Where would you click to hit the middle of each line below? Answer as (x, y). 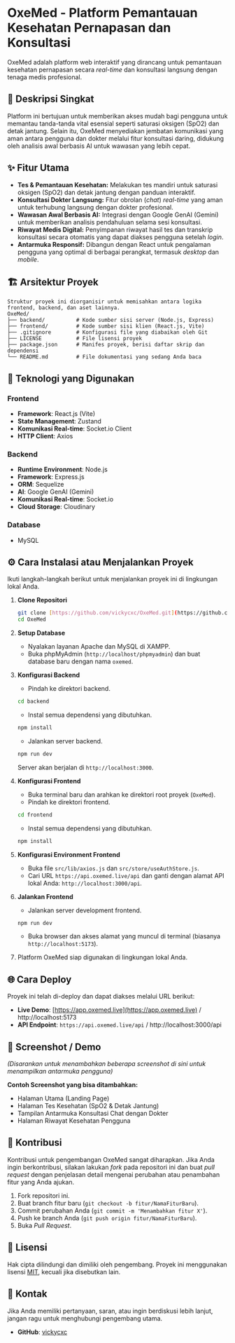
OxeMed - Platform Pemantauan (102, 13)
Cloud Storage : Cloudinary (56, 507)
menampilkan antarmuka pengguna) (60, 1072)
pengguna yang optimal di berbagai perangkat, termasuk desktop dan (118, 252)
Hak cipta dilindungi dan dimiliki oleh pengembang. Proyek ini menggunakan (117, 1264)
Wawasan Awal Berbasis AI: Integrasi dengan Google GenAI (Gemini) (118, 215)
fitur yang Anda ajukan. (41, 1182)
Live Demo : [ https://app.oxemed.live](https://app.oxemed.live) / (109, 1010)
